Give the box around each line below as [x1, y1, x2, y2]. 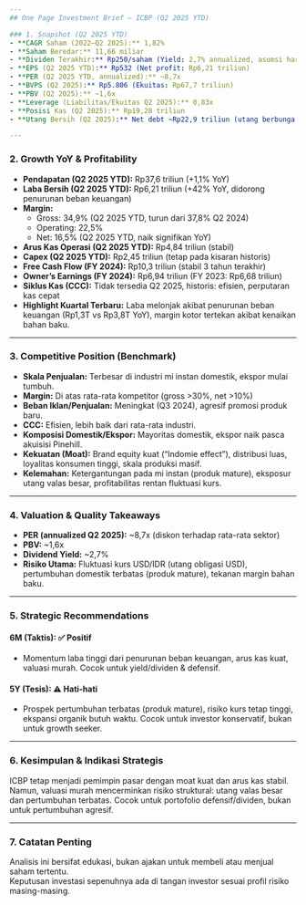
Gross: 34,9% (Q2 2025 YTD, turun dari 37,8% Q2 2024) [36, 212, 250, 224]
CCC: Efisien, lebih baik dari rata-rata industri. [22, 419, 197, 430]
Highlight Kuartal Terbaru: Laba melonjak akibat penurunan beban [22, 299, 275, 310]
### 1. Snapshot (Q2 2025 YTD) [9, 29, 128, 39]
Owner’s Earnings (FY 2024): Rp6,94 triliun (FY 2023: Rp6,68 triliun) [22, 270, 282, 281]
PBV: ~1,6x [22, 539, 65, 550]
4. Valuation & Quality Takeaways [9, 508, 161, 521]
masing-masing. [9, 886, 70, 897]
